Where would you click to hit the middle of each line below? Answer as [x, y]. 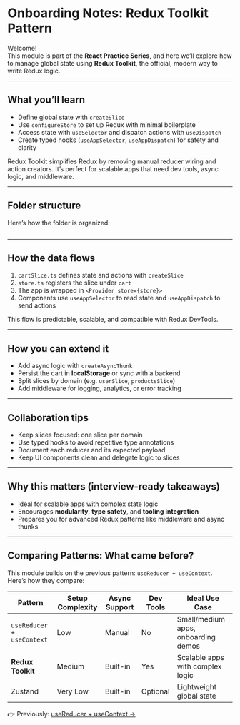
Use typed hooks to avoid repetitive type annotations [96, 442]
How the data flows [51, 258]
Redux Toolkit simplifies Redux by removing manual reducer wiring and [112, 161]
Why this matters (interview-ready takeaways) [114, 487]
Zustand [25, 691]
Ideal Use [203, 598]
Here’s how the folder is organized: [59, 223]
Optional [156, 691]
